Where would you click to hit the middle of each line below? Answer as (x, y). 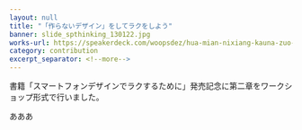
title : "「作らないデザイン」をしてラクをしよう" (91, 26)
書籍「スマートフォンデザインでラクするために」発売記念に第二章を (135, 86)
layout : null (34, 17)
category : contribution (54, 51)
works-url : (30, 43)
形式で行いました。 (68, 97)
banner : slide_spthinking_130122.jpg (80, 34)
